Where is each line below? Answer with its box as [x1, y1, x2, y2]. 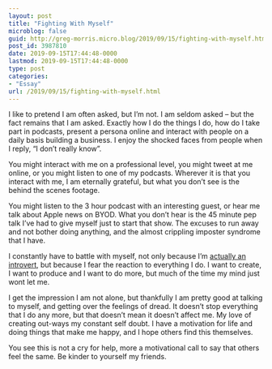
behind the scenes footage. [8, 186, 100, 195]
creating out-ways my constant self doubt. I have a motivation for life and [8, 319, 253, 328]
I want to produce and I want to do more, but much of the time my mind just [8, 268, 261, 278]
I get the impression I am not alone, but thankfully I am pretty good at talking [8, 293, 263, 302]
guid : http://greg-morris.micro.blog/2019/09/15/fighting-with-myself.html [8, 34, 270, 43]
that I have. [8, 236, 46, 246]
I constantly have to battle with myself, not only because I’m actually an [8, 251, 247, 261]
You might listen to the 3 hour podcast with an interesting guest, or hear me [8, 201, 261, 211]
